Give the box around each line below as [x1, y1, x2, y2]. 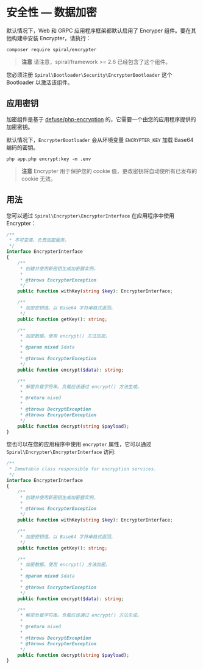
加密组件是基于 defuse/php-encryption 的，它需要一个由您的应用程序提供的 [6, 115, 196, 122]
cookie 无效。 [21, 175, 56, 182]
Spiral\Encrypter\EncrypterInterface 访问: [6, 448, 116, 456]
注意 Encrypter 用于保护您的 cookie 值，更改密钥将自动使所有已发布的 [21, 167, 198, 174]
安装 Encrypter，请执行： [27, 34, 91, 41]
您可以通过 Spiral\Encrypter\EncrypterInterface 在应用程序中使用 [6, 211, 175, 219]
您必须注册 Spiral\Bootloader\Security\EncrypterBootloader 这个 [6, 71, 173, 78]
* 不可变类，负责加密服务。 [9, 237, 69, 244]
